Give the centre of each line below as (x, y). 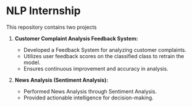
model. (32, 62)
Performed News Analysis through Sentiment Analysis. (90, 91)
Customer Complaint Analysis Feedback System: (76, 38)
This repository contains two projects (51, 27)
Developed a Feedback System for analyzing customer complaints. (105, 50)
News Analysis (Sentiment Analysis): (61, 80)
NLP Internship (43, 11)
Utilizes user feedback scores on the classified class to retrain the (104, 56)
